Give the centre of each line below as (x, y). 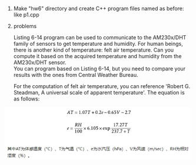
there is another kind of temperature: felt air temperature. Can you (94, 50)
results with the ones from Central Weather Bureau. (76, 75)
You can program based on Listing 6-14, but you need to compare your (99, 69)
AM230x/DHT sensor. (40, 62)
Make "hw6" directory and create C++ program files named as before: (99, 9)
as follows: (26, 99)
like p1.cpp (26, 15)
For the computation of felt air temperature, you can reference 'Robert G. (102, 86)
